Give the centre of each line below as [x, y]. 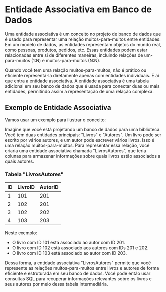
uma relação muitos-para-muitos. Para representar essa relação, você [77, 145]
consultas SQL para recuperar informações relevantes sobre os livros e [78, 279]
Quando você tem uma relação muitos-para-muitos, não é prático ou [76, 70]
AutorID [49, 187]
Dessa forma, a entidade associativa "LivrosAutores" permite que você [78, 263]
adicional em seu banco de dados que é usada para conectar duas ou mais [82, 86]
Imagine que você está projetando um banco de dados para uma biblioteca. [83, 129]
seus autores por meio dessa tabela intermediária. [57, 284]
